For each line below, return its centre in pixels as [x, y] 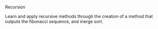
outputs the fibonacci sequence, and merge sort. [54, 22]
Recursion [15, 7]
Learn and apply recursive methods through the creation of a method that [79, 16]
